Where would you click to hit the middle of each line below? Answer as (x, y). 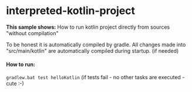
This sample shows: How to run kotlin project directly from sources (88, 27)
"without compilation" (32, 33)
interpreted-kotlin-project (71, 11)
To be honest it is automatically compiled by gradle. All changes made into (96, 45)
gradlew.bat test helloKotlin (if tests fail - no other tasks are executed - (95, 77)
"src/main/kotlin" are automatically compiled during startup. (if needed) (92, 50)
